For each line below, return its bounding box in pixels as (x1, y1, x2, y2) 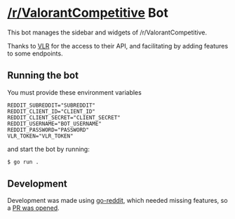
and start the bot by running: (7, 145, 90, 153)
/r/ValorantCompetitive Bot (7, 5, 168, 21)
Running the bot (7, 69, 79, 81)
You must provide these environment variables (7, 88, 142, 96)
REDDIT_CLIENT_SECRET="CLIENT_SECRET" (7, 114, 121, 121)
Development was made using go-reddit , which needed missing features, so (7, 197, 228, 205)
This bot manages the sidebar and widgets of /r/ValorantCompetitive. (7, 28, 208, 36)
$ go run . (7, 158, 39, 166)
